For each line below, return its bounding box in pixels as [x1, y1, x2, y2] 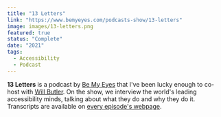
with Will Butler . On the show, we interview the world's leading [21, 87, 197, 96]
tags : [7, 49, 23, 56]
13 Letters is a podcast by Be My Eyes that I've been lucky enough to [7, 80, 203, 88]
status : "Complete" [7, 36, 63, 43]
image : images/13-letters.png [7, 23, 94, 30]
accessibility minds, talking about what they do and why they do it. [7, 94, 196, 103]
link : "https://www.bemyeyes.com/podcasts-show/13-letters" [7, 17, 183, 23]
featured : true [7, 29, 51, 36]
